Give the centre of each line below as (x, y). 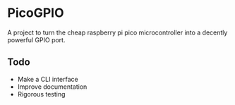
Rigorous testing (41, 94)
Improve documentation (52, 87)
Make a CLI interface (48, 79)
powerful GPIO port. (36, 39)
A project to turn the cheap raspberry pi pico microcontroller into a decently (117, 32)
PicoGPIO (36, 13)
